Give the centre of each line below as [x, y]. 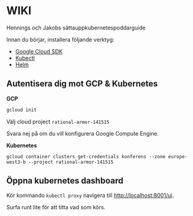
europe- [178, 156]
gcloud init [21, 110]
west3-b [16, 162]
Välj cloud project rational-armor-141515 [58, 121]
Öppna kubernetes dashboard [65, 181]
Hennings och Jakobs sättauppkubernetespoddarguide [76, 28]
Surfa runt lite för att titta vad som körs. [56, 207]
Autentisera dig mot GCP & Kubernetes [82, 84]
